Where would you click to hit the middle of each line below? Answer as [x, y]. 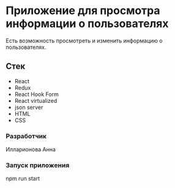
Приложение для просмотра [83, 11]
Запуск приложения [38, 165]
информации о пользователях [87, 24]
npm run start [23, 179]
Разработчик [26, 136]
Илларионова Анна [31, 149]
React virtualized [36, 100]
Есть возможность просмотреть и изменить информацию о [84, 40]
